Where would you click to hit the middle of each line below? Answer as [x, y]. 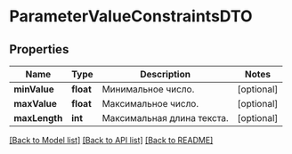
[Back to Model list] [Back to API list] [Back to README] [111, 140]
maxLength [38, 118]
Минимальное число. [148, 89]
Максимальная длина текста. [165, 118]
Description [166, 74]
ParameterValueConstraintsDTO [131, 16]
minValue [34, 89]
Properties [39, 49]
